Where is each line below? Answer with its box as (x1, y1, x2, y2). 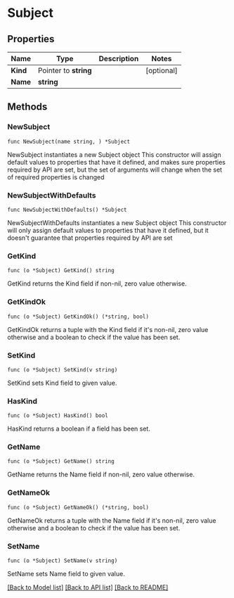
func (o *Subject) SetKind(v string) (7, 366, 118, 374)
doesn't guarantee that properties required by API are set (7, 234, 173, 242)
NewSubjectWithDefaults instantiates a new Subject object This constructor (7, 218, 227, 227)
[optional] (145, 65, 178, 75)
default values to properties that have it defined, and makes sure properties (7, 158, 226, 166)
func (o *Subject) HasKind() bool (7, 412, 109, 419)
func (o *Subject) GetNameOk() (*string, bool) (7, 504, 150, 511)
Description (98, 54, 139, 63)
